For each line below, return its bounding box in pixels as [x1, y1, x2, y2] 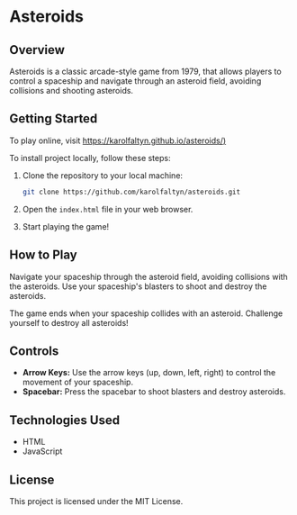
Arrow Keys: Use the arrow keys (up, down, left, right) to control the [22, 367, 276, 378]
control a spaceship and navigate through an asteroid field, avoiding [9, 76, 262, 86]
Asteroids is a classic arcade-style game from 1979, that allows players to [9, 66, 282, 77]
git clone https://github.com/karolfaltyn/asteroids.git [22, 187, 241, 196]
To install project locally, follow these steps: [9, 152, 171, 163]
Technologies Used [9, 412, 120, 428]
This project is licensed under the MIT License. [9, 495, 184, 506]
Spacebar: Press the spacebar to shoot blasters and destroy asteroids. [22, 386, 286, 397]
